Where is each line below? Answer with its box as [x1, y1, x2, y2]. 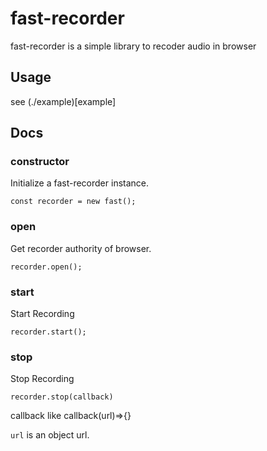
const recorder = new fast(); [10, 197, 137, 207]
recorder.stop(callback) [10, 392, 114, 402]
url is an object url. [10, 429, 90, 441]
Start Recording [10, 308, 75, 320]
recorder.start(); [10, 327, 87, 337]
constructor [10, 155, 70, 169]
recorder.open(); [10, 262, 83, 272]
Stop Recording [10, 373, 75, 385]
